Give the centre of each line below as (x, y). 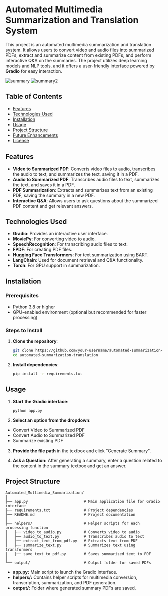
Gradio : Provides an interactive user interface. (60, 234)
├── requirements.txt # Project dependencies (69, 510)
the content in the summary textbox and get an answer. (69, 466)
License (21, 140)
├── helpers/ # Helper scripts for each (73, 524)
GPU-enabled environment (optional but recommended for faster (79, 312)
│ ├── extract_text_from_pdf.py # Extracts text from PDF (71, 541)
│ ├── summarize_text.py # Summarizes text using (70, 545)
